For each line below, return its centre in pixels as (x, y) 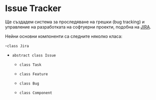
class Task (30, 65)
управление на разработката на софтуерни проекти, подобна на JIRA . (78, 27)
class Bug (29, 83)
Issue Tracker (33, 8)
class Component (36, 93)
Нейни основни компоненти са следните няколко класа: (64, 36)
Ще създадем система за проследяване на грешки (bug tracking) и (75, 22)
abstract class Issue (34, 55)
